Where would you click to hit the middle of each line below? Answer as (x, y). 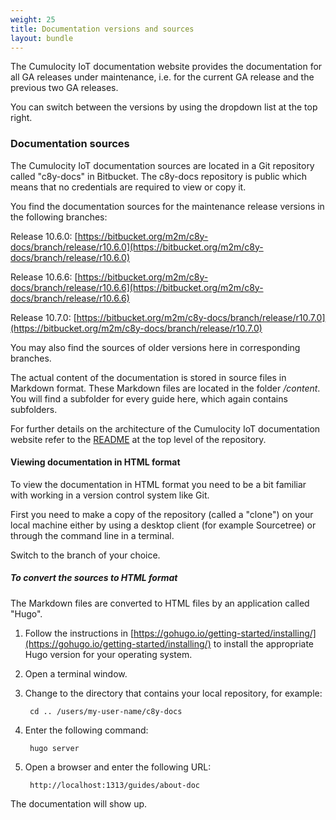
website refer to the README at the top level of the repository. (138, 439)
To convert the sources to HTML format (94, 578)
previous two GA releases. (64, 88)
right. (21, 118)
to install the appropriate (263, 643)
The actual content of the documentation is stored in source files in (148, 377)
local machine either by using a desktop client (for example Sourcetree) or (163, 525)
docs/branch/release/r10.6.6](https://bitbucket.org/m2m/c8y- (137, 287)
